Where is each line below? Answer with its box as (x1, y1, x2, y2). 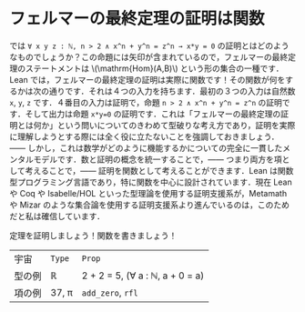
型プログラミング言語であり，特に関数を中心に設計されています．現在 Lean (9, 176, 293, 187)
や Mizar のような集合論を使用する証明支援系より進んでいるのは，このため (9, 199, 290, 210)
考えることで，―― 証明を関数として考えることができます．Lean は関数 (25, 165, 294, 176)
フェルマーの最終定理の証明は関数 (9, 8, 266, 29)
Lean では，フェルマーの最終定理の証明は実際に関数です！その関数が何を (9, 74, 286, 85)
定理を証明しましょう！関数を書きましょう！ (9, 229, 178, 241)
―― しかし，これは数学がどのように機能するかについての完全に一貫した (9, 142, 283, 153)
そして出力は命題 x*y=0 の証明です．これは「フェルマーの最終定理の (25, 108, 281, 119)
